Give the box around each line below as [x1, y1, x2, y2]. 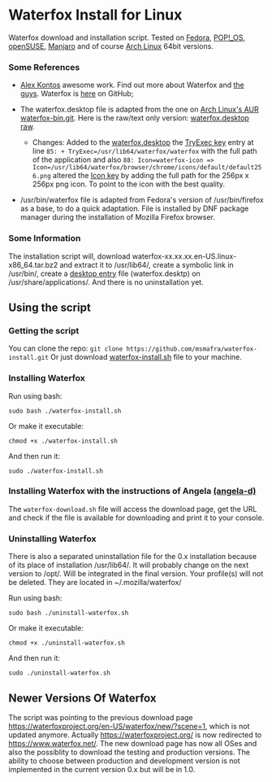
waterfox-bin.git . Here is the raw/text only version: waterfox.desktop [19, 113, 249, 123]
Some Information [8, 233, 81, 244]
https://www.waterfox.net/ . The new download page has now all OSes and [8, 738, 257, 748]
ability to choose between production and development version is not [8, 755, 241, 766]
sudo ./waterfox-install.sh [8, 466, 104, 475]
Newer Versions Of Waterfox [8, 691, 157, 705]
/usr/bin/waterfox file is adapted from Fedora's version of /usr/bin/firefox [19, 195, 264, 205]
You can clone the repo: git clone [8, 343, 123, 353]
